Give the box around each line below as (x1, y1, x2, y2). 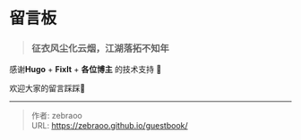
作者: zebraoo (30, 111, 82, 121)
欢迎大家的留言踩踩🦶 (9, 83, 86, 94)
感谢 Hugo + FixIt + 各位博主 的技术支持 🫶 (9, 64, 162, 75)
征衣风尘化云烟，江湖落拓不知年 (30, 42, 170, 54)
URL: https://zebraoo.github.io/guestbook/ (30, 120, 188, 131)
